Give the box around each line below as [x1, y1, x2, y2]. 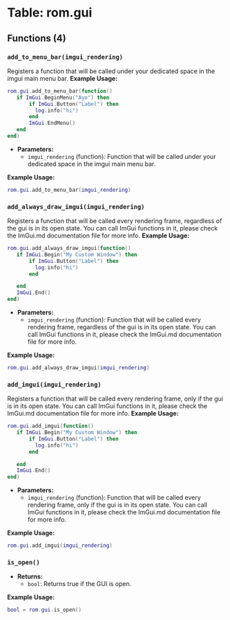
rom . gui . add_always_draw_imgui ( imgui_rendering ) [7, 365, 150, 371]
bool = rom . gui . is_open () [7, 606, 82, 614]
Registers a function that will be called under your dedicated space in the [7, 67, 215, 75]
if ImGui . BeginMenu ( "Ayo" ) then [16, 94, 110, 101]
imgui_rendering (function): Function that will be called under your [27, 152, 216, 160]
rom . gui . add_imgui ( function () [7, 423, 95, 429]
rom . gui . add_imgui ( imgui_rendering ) [7, 542, 113, 550]
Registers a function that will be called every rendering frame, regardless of [7, 217, 222, 225]
